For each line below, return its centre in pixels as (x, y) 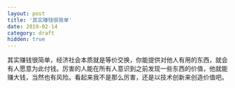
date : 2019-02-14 (33, 26)
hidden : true (26, 39)
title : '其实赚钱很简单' (40, 20)
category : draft (31, 33)
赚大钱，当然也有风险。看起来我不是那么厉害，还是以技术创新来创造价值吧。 (117, 78)
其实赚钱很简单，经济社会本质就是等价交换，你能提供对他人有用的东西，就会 (117, 60)
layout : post (26, 14)
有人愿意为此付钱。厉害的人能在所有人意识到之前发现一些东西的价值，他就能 (117, 69)
